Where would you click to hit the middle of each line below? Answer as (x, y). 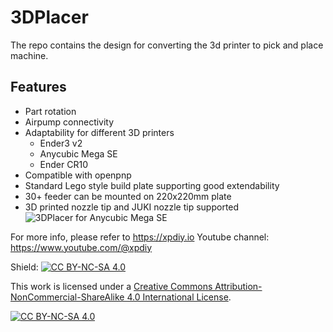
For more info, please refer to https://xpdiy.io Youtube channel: (140, 237)
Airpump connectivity (69, 122)
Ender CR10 (63, 164)
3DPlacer (49, 17)
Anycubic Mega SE (78, 153)
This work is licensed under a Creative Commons (111, 286)
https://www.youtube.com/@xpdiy (81, 247)
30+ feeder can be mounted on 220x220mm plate (128, 196)
